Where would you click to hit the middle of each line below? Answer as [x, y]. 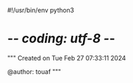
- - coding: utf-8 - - [61, 39]
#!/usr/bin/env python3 [41, 10]
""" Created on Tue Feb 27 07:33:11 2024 [67, 58]
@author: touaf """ [34, 71]
